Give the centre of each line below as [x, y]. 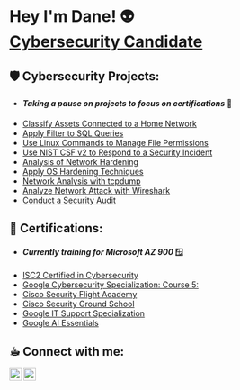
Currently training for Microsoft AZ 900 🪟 [102, 251]
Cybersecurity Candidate [106, 42]
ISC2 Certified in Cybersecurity [80, 276]
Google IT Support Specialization [84, 313]
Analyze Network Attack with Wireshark [96, 190]
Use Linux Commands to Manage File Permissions [115, 142]
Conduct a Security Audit [69, 200]
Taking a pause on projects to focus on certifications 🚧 [127, 104]
